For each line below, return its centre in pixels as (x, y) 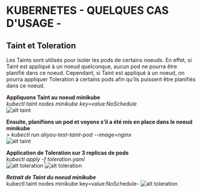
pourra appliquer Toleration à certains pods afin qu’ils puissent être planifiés (101, 79)
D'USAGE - (34, 23)
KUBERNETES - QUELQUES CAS (87, 11)
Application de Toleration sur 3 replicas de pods (68, 153)
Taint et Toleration (41, 46)
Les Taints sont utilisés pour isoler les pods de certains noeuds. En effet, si (99, 60)
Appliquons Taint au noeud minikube (53, 97)
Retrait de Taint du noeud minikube (51, 177)
